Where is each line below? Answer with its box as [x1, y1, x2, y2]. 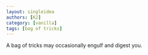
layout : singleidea [6, 8, 55, 15]
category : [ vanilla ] [6, 20, 58, 26]
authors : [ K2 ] [6, 14, 42, 20]
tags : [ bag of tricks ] [6, 25, 62, 32]
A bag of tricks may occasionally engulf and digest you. [6, 42, 143, 49]
